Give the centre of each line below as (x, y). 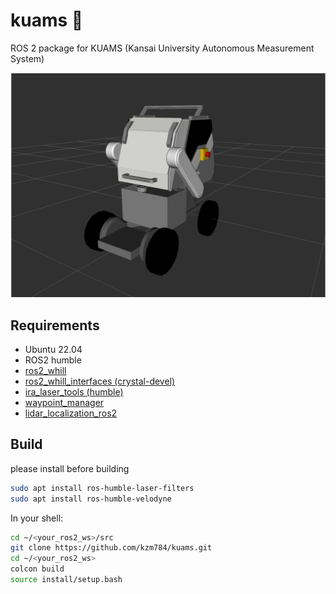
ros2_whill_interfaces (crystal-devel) (100, 381)
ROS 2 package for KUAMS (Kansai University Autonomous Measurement (162, 48)
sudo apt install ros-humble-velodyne (91, 499)
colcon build (37, 569)
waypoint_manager (64, 403)
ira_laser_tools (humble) (74, 392)
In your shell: (37, 518)
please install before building (70, 468)
